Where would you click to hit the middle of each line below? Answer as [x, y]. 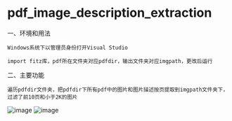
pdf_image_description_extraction [110, 13]
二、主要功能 [26, 75]
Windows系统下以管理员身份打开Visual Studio [67, 48]
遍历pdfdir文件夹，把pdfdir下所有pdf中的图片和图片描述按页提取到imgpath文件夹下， [118, 90]
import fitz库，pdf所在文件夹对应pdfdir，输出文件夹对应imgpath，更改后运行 [110, 61]
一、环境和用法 [29, 33]
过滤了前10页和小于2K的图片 [43, 97]
